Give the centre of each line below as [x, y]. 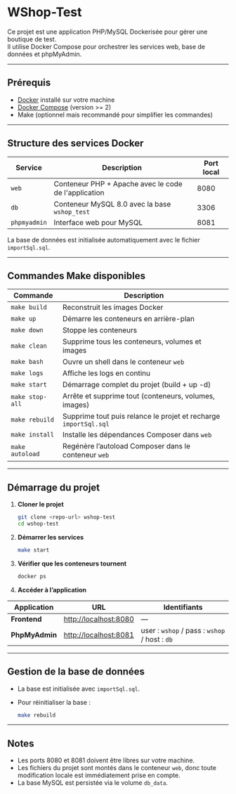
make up [24, 319]
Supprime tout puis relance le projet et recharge [141, 417]
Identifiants [183, 607]
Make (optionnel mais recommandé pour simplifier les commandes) [115, 115]
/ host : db [157, 639]
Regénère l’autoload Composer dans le [126, 446]
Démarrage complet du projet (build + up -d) [137, 385]
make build [29, 307]
